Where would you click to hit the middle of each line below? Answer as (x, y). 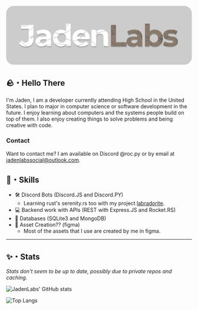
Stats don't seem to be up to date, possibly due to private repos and (89, 272)
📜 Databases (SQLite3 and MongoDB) (60, 218)
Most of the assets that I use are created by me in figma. (92, 231)
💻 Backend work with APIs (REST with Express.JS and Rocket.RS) (95, 210)
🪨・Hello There (36, 83)
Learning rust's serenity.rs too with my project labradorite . (94, 204)
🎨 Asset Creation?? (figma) (47, 225)
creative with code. (29, 125)
